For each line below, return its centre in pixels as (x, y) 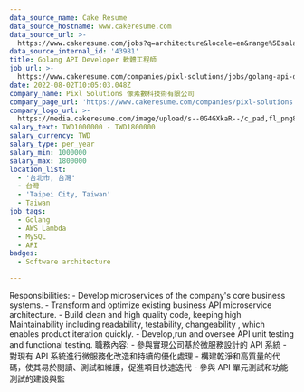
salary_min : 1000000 (48, 152)
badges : (24, 253)
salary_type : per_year (52, 144)
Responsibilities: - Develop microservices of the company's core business (147, 296)
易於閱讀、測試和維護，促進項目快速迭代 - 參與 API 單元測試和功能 (164, 367)
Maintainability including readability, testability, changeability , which (137, 324)
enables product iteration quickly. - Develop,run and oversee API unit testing (152, 334)
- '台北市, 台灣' (47, 177)
